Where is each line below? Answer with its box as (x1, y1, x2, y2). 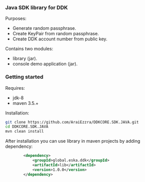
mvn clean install (5, 129, 44, 134)
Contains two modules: (5, 46, 54, 52)
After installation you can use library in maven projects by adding (5, 138, 140, 144)
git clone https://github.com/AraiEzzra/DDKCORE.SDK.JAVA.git (5, 119, 139, 125)
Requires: (5, 85, 25, 91)
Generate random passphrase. (12, 25, 77, 31)
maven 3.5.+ (12, 100, 39, 106)
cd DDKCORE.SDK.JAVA (5, 124, 49, 130)
